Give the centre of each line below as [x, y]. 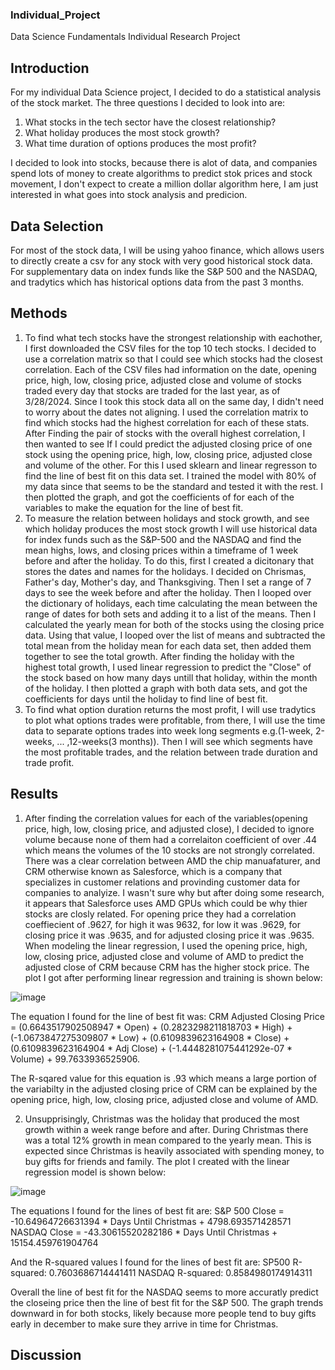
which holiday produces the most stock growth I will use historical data [171, 529]
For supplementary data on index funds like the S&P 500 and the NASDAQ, [164, 271]
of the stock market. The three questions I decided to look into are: [148, 103]
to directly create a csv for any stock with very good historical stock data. [161, 260]
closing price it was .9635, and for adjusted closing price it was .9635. [169, 935]
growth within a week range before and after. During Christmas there [166, 1129]
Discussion [46, 1354]
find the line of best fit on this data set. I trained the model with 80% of [170, 475]
